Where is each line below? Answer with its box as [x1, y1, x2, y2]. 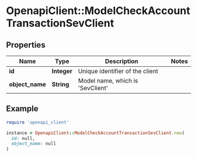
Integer [52, 67, 73, 75]
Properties [6, 40, 46, 50]
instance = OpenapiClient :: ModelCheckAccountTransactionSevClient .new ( [6, 130, 185, 136]
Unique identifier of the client [78, 67, 158, 75]
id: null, [11, 135, 35, 141]
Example [6, 104, 39, 114]
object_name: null [11, 141, 57, 147]
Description [104, 57, 139, 65]
